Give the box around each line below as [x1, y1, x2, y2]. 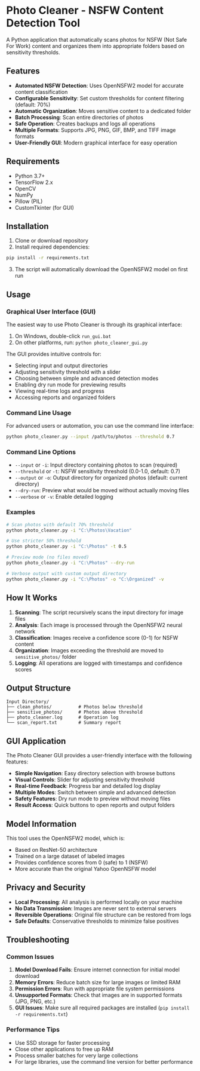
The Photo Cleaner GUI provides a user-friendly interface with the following [6, 752, 192, 759]
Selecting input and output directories [14, 362, 108, 369]
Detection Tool [6, 16, 81, 30]
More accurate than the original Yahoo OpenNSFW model [14, 865, 156, 872]
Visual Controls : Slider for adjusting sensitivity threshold [14, 776, 155, 783]
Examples [6, 508, 36, 517]
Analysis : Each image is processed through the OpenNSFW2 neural [14, 621, 183, 628]
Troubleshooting [6, 935, 70, 945]
